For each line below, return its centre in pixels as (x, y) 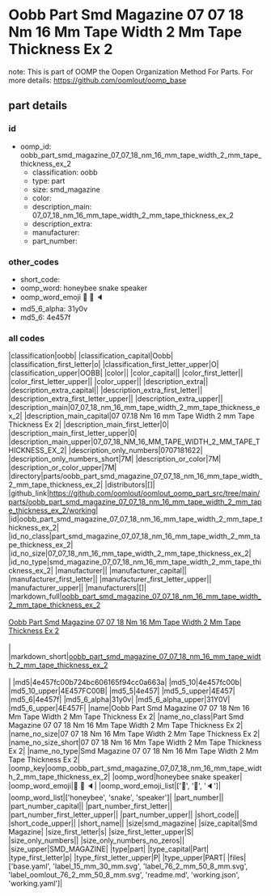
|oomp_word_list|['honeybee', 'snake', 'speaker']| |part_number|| (116, 797)
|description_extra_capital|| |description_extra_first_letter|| (106, 391)
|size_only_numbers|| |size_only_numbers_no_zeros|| (96, 841)
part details (38, 106)
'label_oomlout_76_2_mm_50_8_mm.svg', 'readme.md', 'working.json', (124, 875)
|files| (237, 858)
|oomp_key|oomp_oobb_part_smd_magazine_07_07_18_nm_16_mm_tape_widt (135, 768)
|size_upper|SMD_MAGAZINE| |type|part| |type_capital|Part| (108, 849)
